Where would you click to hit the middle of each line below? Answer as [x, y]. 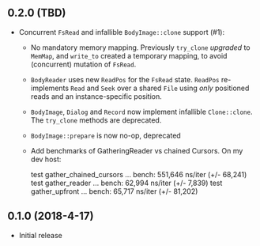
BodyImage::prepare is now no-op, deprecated [106, 135]
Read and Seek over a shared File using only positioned [160, 88]
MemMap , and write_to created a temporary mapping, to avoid [129, 55]
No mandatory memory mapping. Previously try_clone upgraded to [140, 47]
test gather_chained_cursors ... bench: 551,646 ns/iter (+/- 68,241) [139, 174]
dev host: [46, 159]
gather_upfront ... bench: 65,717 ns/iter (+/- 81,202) [114, 191]
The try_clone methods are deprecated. [96, 120]
